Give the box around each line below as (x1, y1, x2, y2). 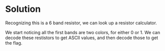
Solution (5, 3, 41, 15)
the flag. (5, 40, 23, 46)
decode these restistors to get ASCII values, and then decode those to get (5, 35, 158, 41)
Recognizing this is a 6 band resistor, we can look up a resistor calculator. (5, 20, 157, 26)
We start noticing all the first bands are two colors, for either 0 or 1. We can (5, 29, 160, 35)
